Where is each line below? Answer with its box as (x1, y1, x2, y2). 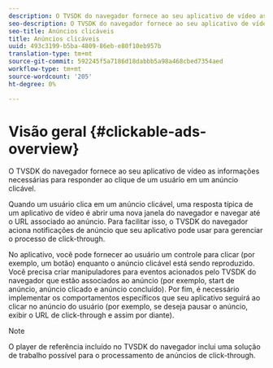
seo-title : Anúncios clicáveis (8, 27, 115, 35)
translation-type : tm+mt (8, 50, 93, 58)
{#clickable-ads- (89, 122, 207, 141)
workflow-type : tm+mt (8, 65, 82, 73)
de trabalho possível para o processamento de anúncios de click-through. (8, 351, 256, 361)
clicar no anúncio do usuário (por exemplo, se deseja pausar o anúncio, (8, 302, 249, 312)
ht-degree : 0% (8, 80, 57, 88)
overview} (8, 139, 80, 158)
